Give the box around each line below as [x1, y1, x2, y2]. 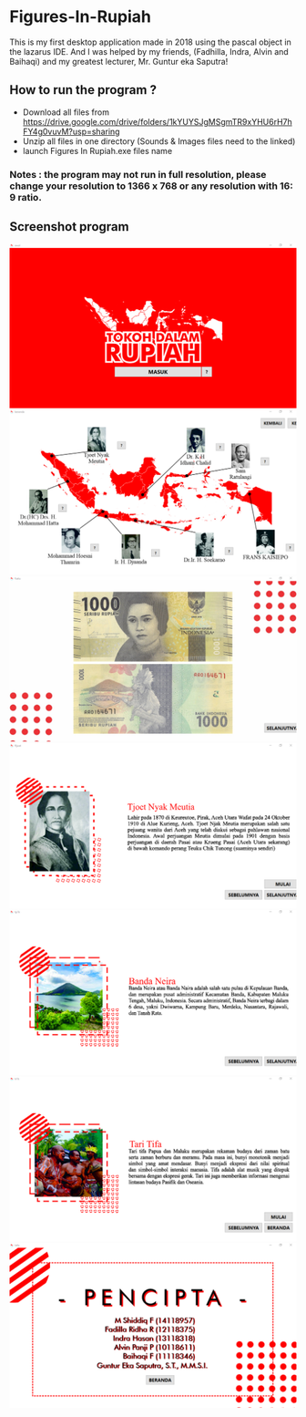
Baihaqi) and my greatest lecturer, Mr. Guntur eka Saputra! [9, 56, 229, 67]
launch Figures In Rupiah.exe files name [22, 145, 173, 156]
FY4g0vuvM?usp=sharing [22, 126, 120, 137]
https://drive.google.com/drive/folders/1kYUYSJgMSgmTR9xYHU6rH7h [22, 116, 293, 127]
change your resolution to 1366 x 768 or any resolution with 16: [9, 180, 293, 192]
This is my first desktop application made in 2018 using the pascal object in [9, 36, 291, 47]
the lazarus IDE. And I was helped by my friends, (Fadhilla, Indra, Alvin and [9, 46, 289, 57]
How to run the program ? [9, 82, 158, 98]
